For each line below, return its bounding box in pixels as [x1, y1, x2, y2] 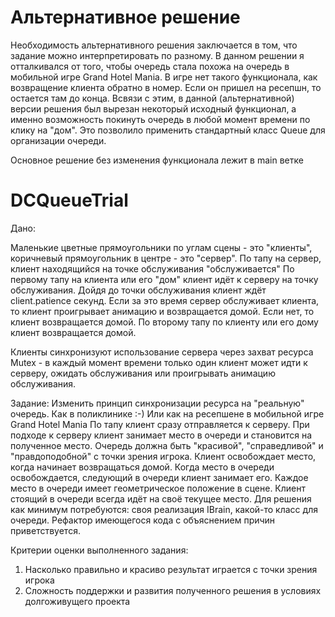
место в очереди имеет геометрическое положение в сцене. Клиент [10, 482, 307, 494]
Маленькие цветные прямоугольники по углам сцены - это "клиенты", [10, 241, 313, 253]
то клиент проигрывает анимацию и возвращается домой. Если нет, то [10, 305, 315, 317]
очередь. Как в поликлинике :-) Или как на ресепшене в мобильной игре [10, 407, 325, 420]
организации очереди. [10, 134, 107, 146]
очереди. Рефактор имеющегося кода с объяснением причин [10, 514, 276, 526]
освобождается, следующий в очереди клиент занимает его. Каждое [10, 471, 309, 483]
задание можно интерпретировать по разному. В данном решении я [10, 49, 305, 61]
